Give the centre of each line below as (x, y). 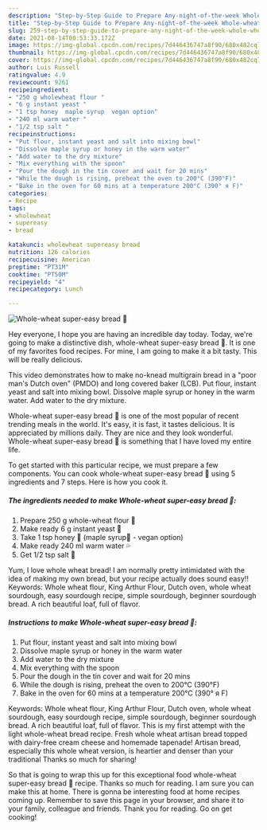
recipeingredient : (39, 90)
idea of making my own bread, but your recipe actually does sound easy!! (128, 579)
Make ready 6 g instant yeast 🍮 (70, 529)
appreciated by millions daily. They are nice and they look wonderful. (121, 433)
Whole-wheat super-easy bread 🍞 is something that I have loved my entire (130, 441)
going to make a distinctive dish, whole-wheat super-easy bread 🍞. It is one (132, 343)
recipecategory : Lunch (46, 289)
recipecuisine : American (49, 260)
